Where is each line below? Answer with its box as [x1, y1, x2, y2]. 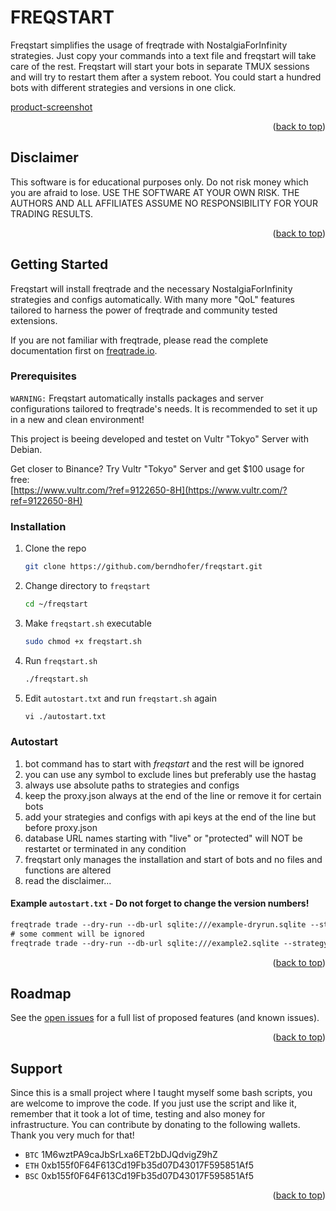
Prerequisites [10, 369, 77, 383]
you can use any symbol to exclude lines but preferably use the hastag [24, 768, 317, 780]
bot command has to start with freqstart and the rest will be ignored [24, 757, 305, 770]
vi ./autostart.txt [24, 711, 107, 721]
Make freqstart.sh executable [24, 617, 152, 629]
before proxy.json [24, 821, 98, 833]
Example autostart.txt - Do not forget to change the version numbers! [10, 897, 310, 910]
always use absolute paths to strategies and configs [24, 779, 240, 791]
